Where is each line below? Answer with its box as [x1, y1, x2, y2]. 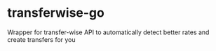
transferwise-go [7, 5, 105, 21]
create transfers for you [7, 35, 76, 43]
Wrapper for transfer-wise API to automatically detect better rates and [7, 28, 210, 36]
